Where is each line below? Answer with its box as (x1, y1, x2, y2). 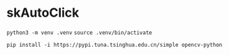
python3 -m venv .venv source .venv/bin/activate (6, 29, 153, 36)
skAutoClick (6, 5, 80, 21)
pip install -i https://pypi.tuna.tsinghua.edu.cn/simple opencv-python (6, 41, 223, 48)
